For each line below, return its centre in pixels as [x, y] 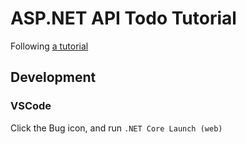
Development [53, 77]
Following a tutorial [49, 46]
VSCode [31, 106]
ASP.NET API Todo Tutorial [123, 18]
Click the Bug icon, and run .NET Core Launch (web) [116, 128]
